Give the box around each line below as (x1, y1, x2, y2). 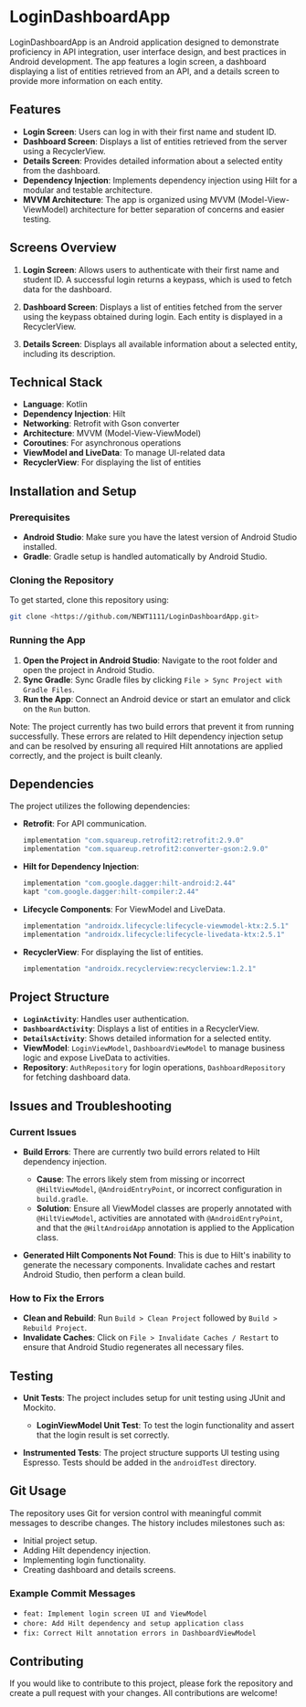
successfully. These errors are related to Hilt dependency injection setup (9, 731, 284, 742)
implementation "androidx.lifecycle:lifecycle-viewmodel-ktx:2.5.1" (22, 921, 290, 931)
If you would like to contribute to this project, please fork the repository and (9, 1678, 294, 1689)
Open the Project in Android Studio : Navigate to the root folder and (22, 655, 278, 666)
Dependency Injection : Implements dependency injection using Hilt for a (22, 174, 298, 185)
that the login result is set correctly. (36, 1429, 170, 1440)
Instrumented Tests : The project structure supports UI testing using (22, 1448, 280, 1459)
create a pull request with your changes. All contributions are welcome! (9, 1688, 278, 1698)
